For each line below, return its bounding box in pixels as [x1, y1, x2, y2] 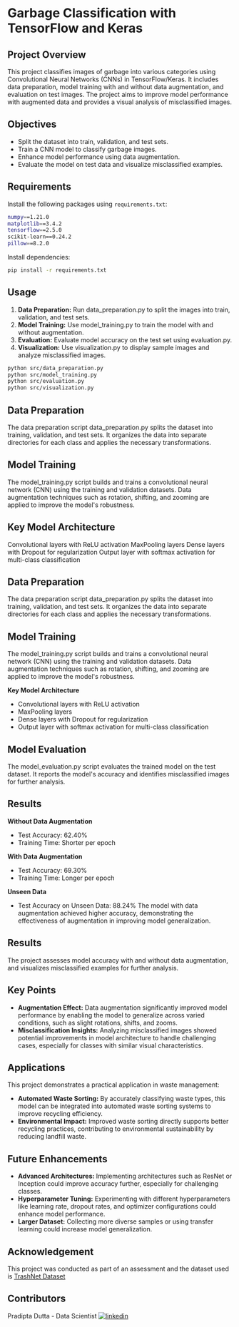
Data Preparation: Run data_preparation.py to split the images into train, [17, 305, 230, 314]
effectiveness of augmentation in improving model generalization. [17, 916, 211, 925]
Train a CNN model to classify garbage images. [17, 145, 157, 153]
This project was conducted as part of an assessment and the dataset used [7, 1264, 230, 1273]
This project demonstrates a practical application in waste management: [7, 1080, 220, 1089]
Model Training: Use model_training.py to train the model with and [17, 320, 214, 329]
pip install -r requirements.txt [7, 267, 107, 274]
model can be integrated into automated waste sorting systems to [17, 1102, 212, 1110]
